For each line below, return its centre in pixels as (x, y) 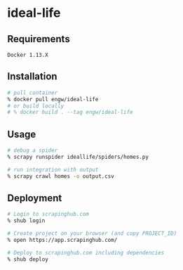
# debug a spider (33, 150)
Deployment (35, 198)
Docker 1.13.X (28, 55)
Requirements (39, 39)
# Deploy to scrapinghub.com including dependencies (86, 252)
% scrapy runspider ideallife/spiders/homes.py (78, 157)
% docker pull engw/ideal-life (53, 99)
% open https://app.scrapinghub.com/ (62, 240)
